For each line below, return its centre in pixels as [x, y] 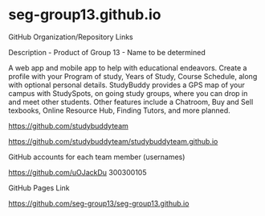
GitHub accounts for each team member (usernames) [97, 157]
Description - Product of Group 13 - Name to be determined [107, 52]
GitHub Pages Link [39, 188]
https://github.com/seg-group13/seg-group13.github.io [99, 203]
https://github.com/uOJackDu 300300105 [77, 172]
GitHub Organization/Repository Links [71, 37]
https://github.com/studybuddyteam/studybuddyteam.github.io [113, 141]
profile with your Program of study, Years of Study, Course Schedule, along [133, 76]
